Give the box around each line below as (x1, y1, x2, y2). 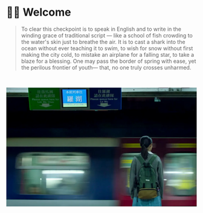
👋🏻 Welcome (6, 5, 71, 19)
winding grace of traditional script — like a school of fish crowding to (21, 31, 193, 39)
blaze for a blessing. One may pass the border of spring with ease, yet (21, 57, 196, 65)
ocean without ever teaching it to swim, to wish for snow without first (21, 45, 193, 52)
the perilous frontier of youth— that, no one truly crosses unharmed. (21, 63, 192, 71)
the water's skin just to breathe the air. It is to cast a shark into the (21, 38, 185, 45)
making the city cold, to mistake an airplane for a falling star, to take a (21, 51, 195, 58)
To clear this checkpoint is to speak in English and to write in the (21, 25, 182, 33)
